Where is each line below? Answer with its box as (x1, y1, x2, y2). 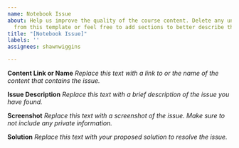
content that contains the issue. (7, 76, 101, 85)
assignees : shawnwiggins (7, 43, 81, 50)
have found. (7, 98, 43, 106)
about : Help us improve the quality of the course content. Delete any (7, 17, 224, 24)
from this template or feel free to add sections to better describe (14, 23, 224, 30)
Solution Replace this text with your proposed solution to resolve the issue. (7, 132, 228, 141)
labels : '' (7, 37, 40, 44)
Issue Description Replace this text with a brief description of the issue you (7, 90, 230, 98)
